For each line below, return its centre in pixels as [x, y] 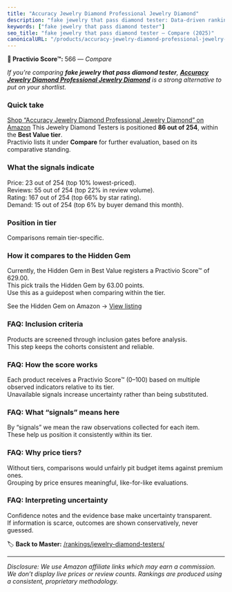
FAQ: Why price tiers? [45, 453]
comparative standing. [39, 150]
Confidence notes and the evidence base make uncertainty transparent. [109, 515]
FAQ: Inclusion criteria [45, 324]
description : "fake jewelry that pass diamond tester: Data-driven [106, 20]
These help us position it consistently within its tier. [80, 435]
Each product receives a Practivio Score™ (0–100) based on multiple [104, 379]
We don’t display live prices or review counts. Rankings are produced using [115, 574]
